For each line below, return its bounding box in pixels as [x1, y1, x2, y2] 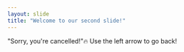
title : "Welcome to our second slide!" [7, 17, 126, 24]
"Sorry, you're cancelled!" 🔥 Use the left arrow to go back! [7, 36, 177, 45]
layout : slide [7, 10, 50, 18]
